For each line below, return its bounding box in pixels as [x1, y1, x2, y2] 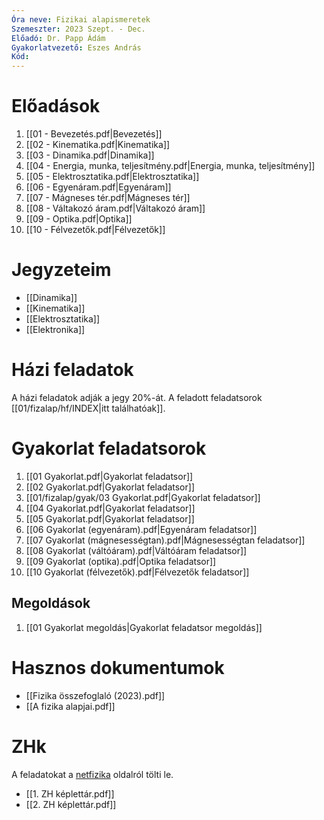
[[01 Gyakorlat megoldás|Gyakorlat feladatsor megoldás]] [25, 621, 263, 633]
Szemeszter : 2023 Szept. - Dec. [11, 24, 146, 34]
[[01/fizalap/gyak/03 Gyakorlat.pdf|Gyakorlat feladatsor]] [25, 491, 261, 503]
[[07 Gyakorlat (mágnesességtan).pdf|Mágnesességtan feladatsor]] [25, 534, 306, 546]
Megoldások [11, 595, 91, 612]
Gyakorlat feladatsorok [11, 437, 207, 460]
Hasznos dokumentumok [11, 656, 225, 679]
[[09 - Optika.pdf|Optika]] [25, 213, 133, 225]
